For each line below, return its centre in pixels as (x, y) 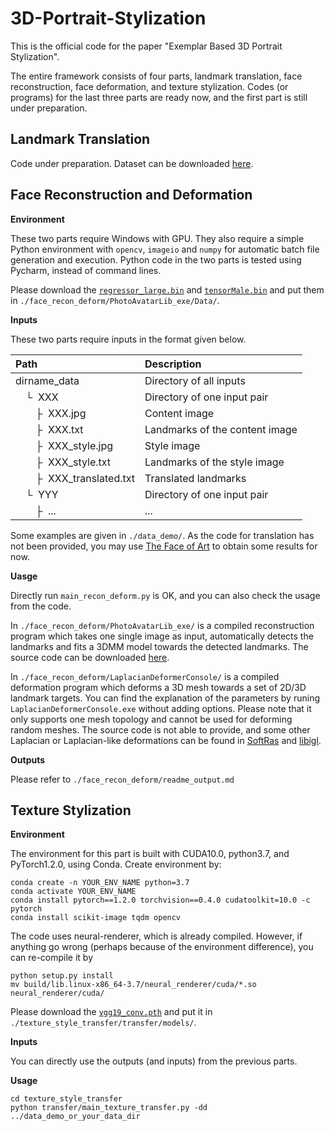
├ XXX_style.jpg (74, 445)
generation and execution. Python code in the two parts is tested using (156, 259)
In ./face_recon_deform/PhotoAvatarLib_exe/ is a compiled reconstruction (162, 625)
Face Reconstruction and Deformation (131, 195)
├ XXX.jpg (61, 413)
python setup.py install (62, 976)
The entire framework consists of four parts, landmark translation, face (156, 76)
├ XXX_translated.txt (85, 478)
